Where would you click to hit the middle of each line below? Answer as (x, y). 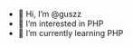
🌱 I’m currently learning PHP (71, 33)
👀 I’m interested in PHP (61, 23)
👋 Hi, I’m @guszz (50, 14)
